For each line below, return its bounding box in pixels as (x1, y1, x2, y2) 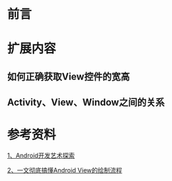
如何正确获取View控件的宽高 (7, 70, 130, 82)
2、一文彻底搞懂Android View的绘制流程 (7, 166, 123, 175)
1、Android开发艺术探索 (7, 151, 75, 160)
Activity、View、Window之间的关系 (7, 97, 165, 109)
